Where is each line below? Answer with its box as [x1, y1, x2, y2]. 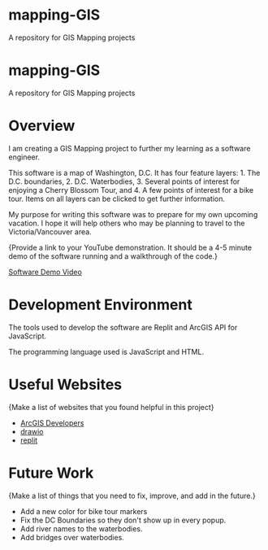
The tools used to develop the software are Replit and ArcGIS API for [8, 322, 238, 332]
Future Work [8, 464, 94, 482]
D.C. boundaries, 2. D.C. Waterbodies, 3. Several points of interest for [8, 177, 240, 186]
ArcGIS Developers [19, 417, 84, 428]
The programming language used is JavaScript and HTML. [8, 347, 205, 356]
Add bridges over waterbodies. [19, 532, 124, 542]
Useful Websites [8, 375, 123, 394]
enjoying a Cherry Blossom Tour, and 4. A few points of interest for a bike [8, 185, 254, 194]
